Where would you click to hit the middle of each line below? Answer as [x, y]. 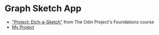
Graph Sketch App [43, 9]
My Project [23, 27]
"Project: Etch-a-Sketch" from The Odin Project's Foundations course [83, 22]
